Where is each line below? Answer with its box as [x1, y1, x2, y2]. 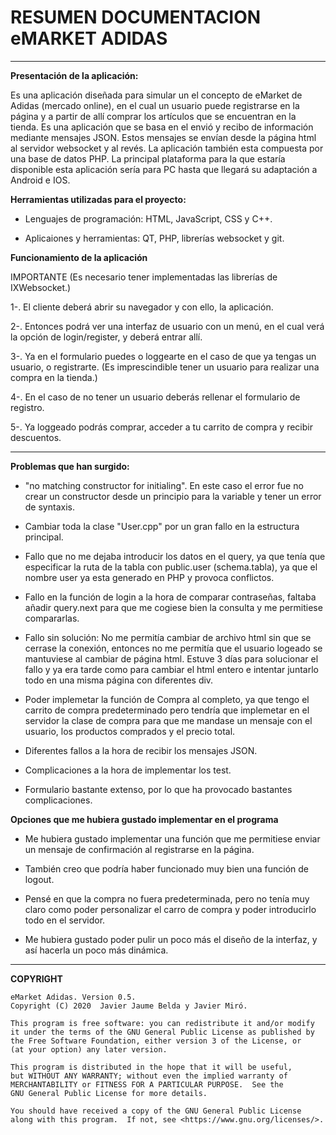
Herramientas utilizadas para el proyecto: [10, 193, 187, 205]
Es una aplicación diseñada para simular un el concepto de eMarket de [10, 89, 303, 101]
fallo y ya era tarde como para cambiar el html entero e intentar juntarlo [24, 663, 319, 675]
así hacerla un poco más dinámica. [24, 944, 169, 956]
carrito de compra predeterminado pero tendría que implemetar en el [24, 704, 310, 716]
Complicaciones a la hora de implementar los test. [24, 764, 232, 776]
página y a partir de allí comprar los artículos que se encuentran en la [10, 110, 297, 122]
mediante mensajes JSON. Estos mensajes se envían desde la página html [10, 131, 317, 143]
